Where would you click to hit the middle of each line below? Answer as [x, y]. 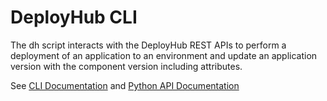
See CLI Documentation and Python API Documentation [125, 85]
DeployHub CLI [74, 17]
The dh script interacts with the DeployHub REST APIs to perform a [148, 45]
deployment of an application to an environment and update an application [164, 55]
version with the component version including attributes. [126, 66]
